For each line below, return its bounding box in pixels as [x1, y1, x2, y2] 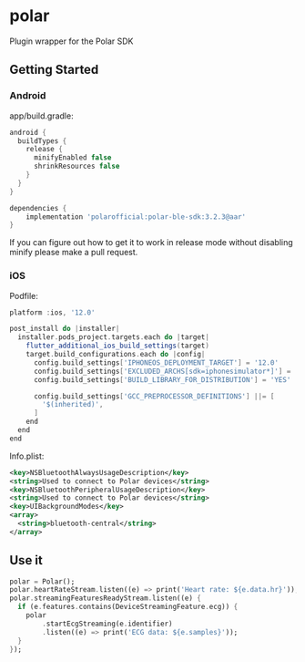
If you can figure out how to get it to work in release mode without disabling [9, 237, 293, 248]
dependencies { [9, 203, 67, 212]
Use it [9, 553, 43, 568]
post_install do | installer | [9, 325, 120, 334]
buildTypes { [17, 136, 67, 146]
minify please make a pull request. [9, 247, 138, 258]
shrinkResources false [33, 161, 120, 171]
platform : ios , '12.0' [9, 307, 96, 317]
